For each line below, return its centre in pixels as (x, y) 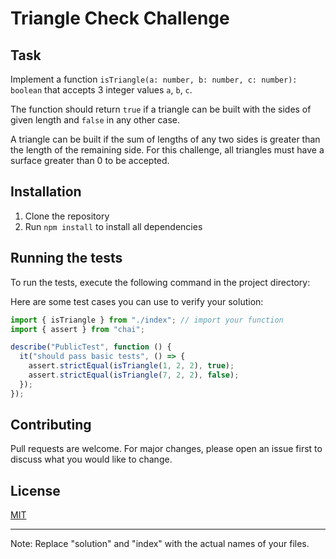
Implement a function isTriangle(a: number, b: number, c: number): (154, 79)
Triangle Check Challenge (120, 18)
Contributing (51, 425)
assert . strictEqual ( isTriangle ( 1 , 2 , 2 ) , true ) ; (131, 366)
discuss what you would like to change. (91, 459)
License (35, 490)
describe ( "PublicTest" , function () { (91, 347)
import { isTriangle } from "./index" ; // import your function (147, 320)
